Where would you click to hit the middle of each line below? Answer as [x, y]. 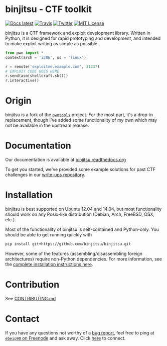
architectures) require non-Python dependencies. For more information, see [83, 259]
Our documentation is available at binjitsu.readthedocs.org [66, 160]
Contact [22, 319]
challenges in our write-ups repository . [45, 175]
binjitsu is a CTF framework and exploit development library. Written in [78, 33]
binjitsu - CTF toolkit [48, 9]
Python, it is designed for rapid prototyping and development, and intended [83, 38]
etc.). [11, 220]
